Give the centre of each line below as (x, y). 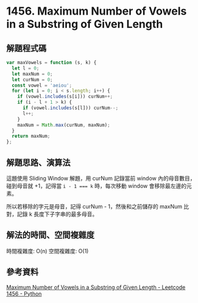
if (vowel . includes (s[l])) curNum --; (70, 108)
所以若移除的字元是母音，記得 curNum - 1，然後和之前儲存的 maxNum (94, 206)
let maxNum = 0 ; (32, 74)
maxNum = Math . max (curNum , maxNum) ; (64, 125)
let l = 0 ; (26, 68)
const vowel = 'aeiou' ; (42, 85)
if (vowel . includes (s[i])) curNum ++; (65, 97)
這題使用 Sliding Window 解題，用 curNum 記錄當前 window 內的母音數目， (101, 178)
